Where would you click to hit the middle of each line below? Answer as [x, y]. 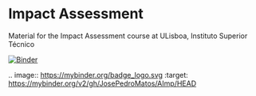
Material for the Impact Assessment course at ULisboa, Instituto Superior [128, 36]
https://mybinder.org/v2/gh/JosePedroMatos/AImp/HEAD [102, 83]
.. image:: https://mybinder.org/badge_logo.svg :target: [98, 75]
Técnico [22, 44]
